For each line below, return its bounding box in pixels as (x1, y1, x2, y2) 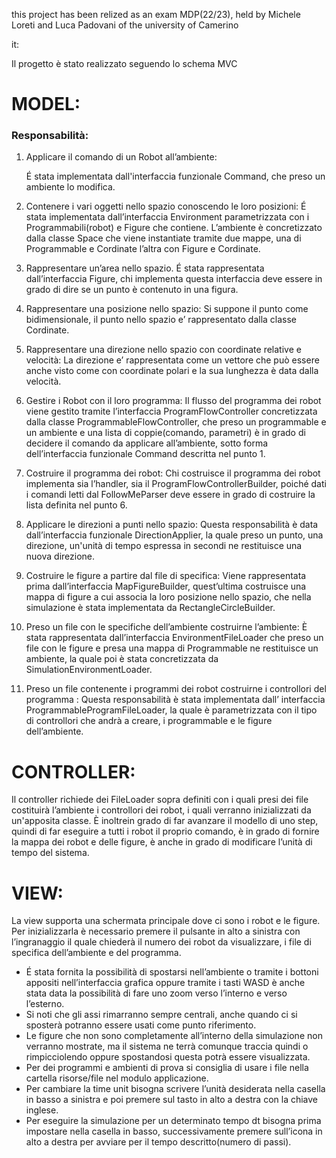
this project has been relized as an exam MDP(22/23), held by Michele (11, 9, 301, 20)
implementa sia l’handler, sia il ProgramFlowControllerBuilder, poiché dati (25, 478, 327, 490)
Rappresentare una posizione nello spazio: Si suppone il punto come (25, 303, 309, 315)
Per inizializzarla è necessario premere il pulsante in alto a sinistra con (11, 925, 301, 938)
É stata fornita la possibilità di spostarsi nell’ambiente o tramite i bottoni (25, 966, 319, 978)
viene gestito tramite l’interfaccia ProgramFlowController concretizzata (25, 405, 318, 418)
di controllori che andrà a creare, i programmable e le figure (25, 715, 273, 727)
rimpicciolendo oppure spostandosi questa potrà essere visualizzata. (25, 1051, 311, 1063)
